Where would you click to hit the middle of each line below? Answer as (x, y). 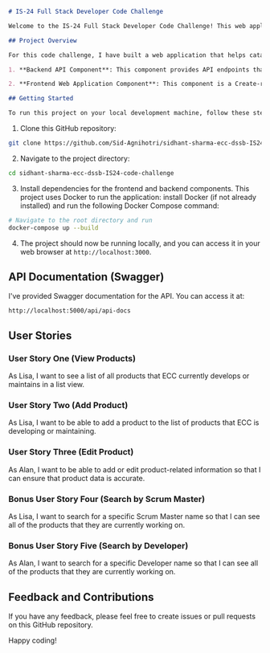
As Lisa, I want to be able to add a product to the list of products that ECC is (134, 422)
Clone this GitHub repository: (68, 128)
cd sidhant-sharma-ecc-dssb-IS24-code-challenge (91, 173)
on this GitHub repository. (51, 625)
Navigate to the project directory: (75, 158)
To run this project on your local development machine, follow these (129, 113)
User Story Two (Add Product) (68, 405)
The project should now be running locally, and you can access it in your (140, 243)
